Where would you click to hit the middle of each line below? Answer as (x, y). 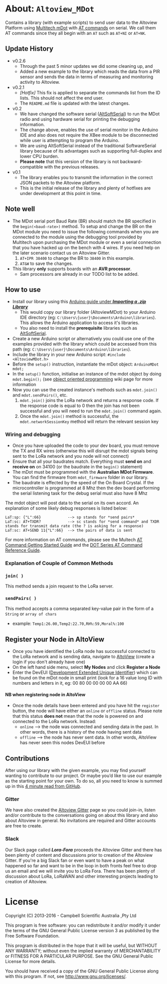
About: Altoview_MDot (50, 9)
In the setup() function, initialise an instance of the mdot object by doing (87, 374)
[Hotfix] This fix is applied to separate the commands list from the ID (90, 92)
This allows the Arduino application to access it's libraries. (80, 323)
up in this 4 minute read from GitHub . (43, 787)
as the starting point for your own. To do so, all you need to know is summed (84, 781)
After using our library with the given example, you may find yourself (76, 771)
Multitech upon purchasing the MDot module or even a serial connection (87, 242)
